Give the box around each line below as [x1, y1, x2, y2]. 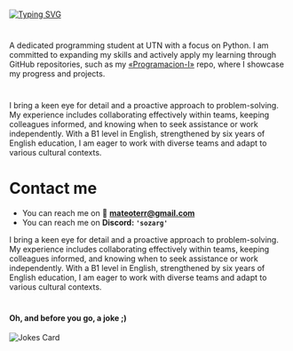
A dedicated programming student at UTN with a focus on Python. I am [9, 40, 269, 51]
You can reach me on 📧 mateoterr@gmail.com [21, 207, 195, 218]
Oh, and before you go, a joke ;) [9, 312, 127, 323]
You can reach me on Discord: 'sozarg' [21, 217, 169, 227]
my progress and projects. [9, 68, 106, 79]
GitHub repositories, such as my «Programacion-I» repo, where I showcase [9, 59, 284, 70]
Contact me [9, 178, 98, 198]
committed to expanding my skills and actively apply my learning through [9, 50, 277, 60]
